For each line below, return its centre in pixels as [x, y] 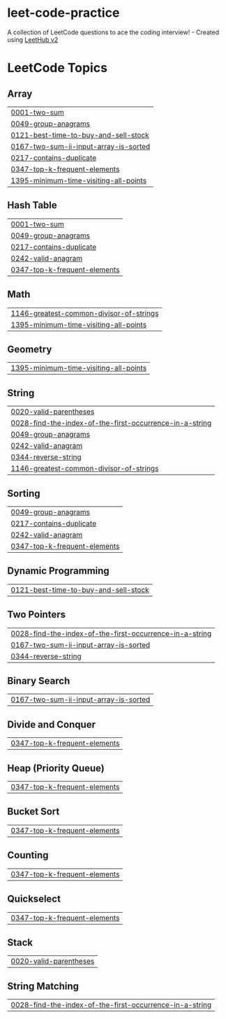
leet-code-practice [63, 13]
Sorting [24, 493]
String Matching [43, 986]
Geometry [30, 349]
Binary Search [39, 681]
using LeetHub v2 [33, 39]
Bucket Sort [33, 812]
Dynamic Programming [58, 571]
